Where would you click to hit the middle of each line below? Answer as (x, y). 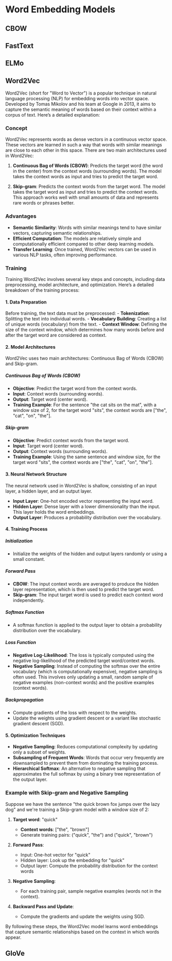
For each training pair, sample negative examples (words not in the (91, 891)
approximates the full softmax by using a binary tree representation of (87, 774)
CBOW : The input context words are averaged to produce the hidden (86, 584)
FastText (20, 45)
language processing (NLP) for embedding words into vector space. (77, 99)
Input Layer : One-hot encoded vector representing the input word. (83, 501)
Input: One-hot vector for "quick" (55, 855)
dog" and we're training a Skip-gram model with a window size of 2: (77, 809)
